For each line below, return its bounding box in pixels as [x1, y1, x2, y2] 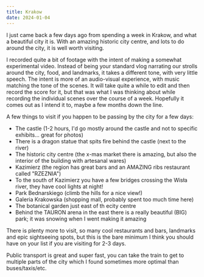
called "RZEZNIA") [15, 169, 62, 177]
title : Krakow [6, 9, 43, 15]
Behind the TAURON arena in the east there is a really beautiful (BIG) [15, 208, 188, 216]
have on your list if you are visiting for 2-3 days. [6, 239, 127, 247]
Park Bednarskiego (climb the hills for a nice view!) [15, 189, 143, 196]
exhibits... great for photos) [15, 131, 84, 138]
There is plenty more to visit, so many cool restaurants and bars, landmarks [6, 227, 196, 234]
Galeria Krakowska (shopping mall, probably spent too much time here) [15, 196, 194, 203]
